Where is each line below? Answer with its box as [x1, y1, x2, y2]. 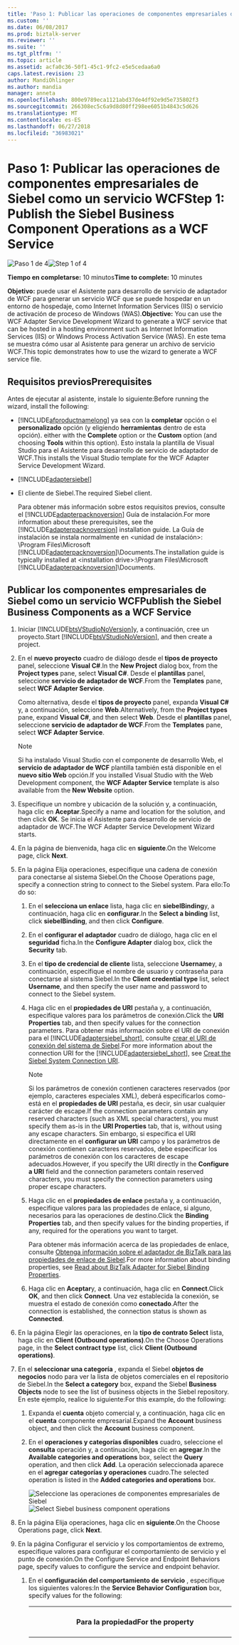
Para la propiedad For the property [75, 1617, 194, 1626]
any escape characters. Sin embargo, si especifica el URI [28, 1129, 196, 1137]
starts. [17, 830, 37, 839]
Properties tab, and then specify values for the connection [28, 1019, 201, 1027]
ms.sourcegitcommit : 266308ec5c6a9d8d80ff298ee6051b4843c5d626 [7, 103, 199, 110]
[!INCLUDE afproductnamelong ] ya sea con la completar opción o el [17, 416, 217, 424]
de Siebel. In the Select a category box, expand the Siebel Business [17, 1379, 217, 1388]
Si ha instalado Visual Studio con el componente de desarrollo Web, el [17, 755, 223, 764]
